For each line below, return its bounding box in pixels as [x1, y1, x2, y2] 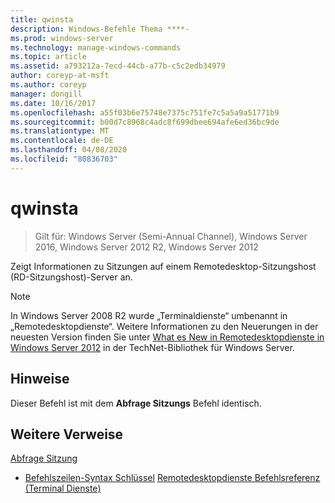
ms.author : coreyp [10, 80, 87, 90]
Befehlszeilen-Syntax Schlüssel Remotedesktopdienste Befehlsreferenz [24, 472, 321, 484]
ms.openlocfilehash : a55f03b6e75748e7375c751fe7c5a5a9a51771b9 [10, 107, 280, 118]
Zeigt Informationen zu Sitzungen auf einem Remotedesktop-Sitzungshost [10, 260, 317, 272]
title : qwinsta [10, 14, 74, 25]
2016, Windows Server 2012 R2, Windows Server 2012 [34, 241, 259, 253]
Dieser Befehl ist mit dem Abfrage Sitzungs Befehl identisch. [10, 397, 262, 409]
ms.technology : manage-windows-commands [10, 42, 182, 53]
